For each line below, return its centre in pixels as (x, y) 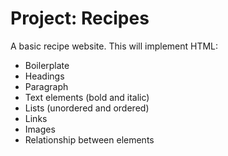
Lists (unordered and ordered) (87, 108)
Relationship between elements (89, 139)
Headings (44, 76)
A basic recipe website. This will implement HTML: (114, 46)
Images (40, 129)
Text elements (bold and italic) (87, 97)
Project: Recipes (80, 18)
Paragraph (46, 86)
